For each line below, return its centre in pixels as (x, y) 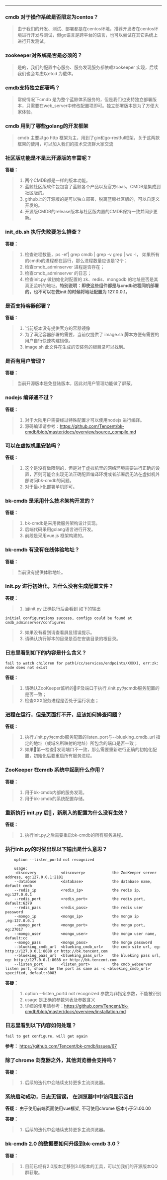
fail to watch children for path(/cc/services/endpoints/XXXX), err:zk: (82, 663)
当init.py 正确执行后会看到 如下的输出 (63, 609)
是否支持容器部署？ (28, 306)
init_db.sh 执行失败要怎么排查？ (43, 232)
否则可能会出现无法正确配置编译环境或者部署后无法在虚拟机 (94, 474)
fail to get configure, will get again (46, 1036)
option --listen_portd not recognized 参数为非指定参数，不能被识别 (93, 994)
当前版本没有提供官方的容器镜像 (57, 328)
